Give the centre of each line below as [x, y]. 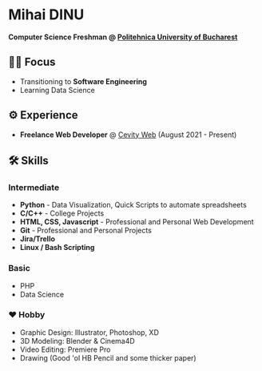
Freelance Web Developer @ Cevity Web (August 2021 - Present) [128, 135]
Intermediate [34, 188]
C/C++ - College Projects [62, 213]
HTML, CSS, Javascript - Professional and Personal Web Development [137, 222]
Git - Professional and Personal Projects [85, 231]
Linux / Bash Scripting [57, 248]
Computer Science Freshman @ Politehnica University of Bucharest [123, 37]
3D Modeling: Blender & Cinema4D [77, 341]
